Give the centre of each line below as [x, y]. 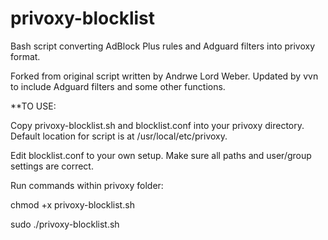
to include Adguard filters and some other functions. [118, 86]
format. [25, 56]
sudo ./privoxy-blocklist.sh [65, 224]
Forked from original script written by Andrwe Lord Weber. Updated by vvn [164, 76]
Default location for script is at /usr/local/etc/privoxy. [119, 136]
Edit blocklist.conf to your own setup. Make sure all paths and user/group [161, 155]
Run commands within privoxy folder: [87, 185]
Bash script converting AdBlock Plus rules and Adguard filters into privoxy [163, 46]
